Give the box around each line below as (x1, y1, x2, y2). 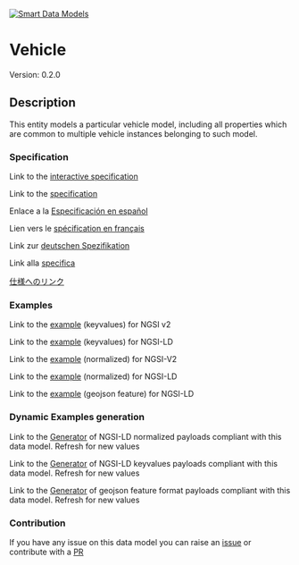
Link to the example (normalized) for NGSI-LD (9, 371, 178, 382)
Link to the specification (9, 189, 98, 199)
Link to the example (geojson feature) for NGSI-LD (9, 389, 195, 400)
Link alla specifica (9, 257, 76, 268)
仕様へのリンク (9, 276, 64, 287)
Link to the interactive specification (9, 171, 138, 182)
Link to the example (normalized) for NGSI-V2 (9, 354, 178, 365)
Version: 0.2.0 (9, 69, 61, 80)
